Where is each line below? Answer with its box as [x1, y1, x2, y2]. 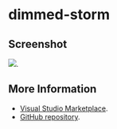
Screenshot [8, 37, 68, 51]
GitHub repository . [19, 111, 80, 121]
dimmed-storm [8, 6, 110, 24]
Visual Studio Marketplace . [19, 104, 108, 113]
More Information [8, 82, 97, 96]
